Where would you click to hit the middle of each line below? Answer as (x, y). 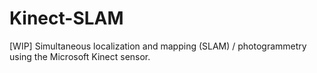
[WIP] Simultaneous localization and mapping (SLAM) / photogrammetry (158, 46)
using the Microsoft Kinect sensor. (80, 56)
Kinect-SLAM (66, 18)
